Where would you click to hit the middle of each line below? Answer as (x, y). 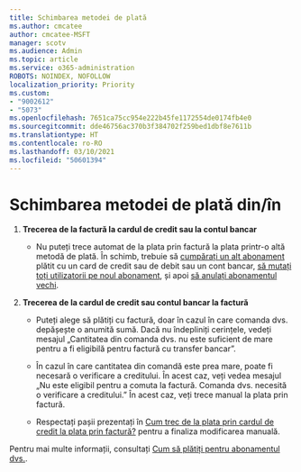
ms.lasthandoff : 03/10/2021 (62, 151)
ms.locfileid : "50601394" (58, 160)
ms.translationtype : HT (54, 135)
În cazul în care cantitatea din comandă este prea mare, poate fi (154, 367)
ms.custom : (30, 93)
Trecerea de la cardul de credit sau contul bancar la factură (135, 303)
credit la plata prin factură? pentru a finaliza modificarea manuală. (158, 431)
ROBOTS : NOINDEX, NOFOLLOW (60, 77)
